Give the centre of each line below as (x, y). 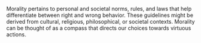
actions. (16, 35)
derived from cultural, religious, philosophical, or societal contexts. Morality (101, 21)
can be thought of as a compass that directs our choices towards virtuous (99, 28)
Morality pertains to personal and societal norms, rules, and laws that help (99, 9)
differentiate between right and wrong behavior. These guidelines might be (100, 15)
